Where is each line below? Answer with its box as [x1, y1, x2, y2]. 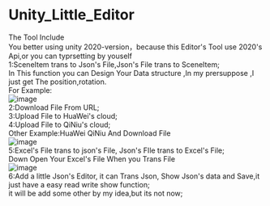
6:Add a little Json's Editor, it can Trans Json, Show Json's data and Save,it [8, 171, 260, 181]
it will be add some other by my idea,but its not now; [8, 188, 183, 198]
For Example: [8, 85, 53, 95]
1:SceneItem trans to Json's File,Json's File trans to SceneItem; [8, 59, 221, 69]
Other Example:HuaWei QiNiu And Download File [8, 128, 171, 138]
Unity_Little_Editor [8, 6, 135, 24]
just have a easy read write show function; [8, 179, 150, 189]
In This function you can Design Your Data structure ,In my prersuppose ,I [8, 68, 255, 78]
